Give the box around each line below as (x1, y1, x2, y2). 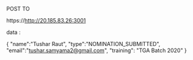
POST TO (6, 5, 30, 12)
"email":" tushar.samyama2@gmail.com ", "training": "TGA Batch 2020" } (6, 47, 188, 54)
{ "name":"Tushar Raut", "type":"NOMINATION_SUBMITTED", (6, 41, 161, 47)
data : (6, 28, 21, 36)
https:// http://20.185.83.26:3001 (6, 17, 86, 24)
